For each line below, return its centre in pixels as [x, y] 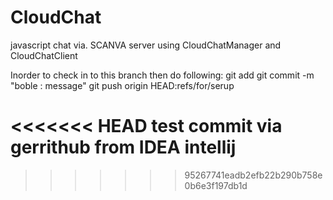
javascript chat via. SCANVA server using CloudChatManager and [146, 45]
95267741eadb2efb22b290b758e [253, 175]
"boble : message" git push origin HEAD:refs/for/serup [122, 85]
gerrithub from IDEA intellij [123, 147]
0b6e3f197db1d [216, 185]
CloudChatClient [44, 55]
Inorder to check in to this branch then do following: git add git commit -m [162, 75]
